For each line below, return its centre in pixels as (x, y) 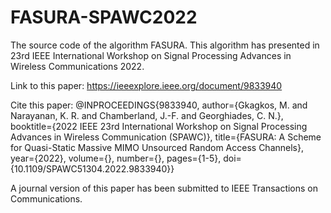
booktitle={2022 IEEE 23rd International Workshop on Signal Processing (159, 126)
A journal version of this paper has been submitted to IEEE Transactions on (164, 188)
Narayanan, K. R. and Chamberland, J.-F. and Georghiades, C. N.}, (147, 115)
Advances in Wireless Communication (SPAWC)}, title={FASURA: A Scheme (166, 137)
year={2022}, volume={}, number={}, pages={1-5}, (116, 158)
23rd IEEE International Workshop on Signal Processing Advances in (151, 55)
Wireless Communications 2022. (77, 66)
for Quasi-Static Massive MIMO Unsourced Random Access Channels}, (157, 147)
